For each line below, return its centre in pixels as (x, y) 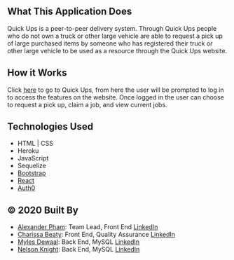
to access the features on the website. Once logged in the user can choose (116, 97)
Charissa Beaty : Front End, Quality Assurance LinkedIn (96, 235)
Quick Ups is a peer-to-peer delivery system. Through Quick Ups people (112, 28)
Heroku (28, 151)
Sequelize (32, 166)
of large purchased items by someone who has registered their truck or (110, 43)
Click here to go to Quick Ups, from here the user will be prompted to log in (116, 90)
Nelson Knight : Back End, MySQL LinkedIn (78, 249)
